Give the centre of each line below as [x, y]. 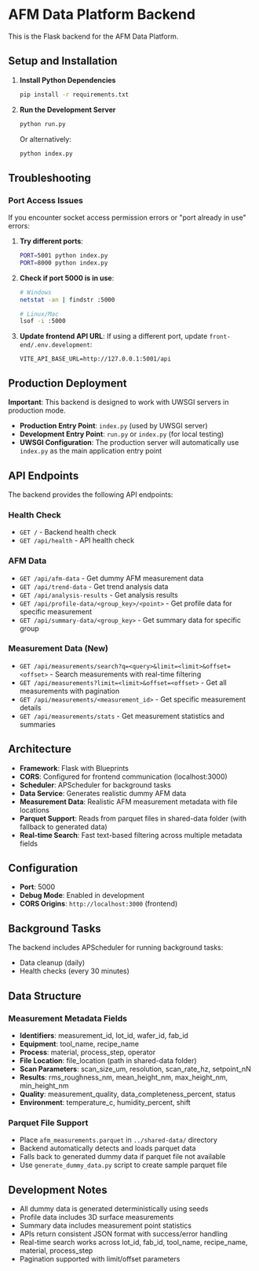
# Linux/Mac [39, 314]
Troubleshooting [50, 178]
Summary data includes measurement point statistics [106, 1225]
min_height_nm [44, 1085]
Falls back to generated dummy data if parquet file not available [122, 1157]
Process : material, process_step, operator [88, 1052]
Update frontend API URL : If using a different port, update [113, 336]
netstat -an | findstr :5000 [67, 300]
